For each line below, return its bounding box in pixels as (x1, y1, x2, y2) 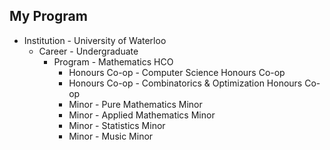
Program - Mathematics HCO (53, 55, 174, 68)
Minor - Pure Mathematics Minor (68, 98, 203, 110)
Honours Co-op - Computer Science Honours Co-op (68, 66, 286, 78)
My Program (9, 8, 88, 25)
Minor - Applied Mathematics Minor (68, 109, 216, 121)
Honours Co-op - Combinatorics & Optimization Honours (68, 77, 303, 89)
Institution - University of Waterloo (23, 34, 167, 46)
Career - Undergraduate (38, 45, 139, 57)
